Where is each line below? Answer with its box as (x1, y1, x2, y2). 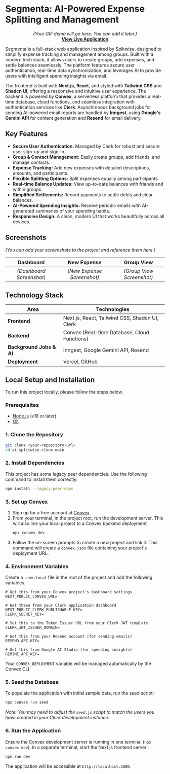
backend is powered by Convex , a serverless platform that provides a (5, 93, 151, 99)
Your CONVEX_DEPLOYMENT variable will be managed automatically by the (5, 660, 151, 667)
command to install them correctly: (5, 476, 78, 482)
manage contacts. (12, 159, 51, 165)
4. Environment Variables (5, 562, 69, 570)
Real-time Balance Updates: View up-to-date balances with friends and (12, 181, 163, 187)
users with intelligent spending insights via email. (5, 73, 108, 79)
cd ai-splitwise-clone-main (5, 447, 65, 452)
